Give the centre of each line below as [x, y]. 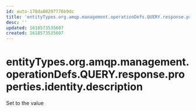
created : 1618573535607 [35, 33]
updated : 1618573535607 [35, 28]
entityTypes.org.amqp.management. [98, 62]
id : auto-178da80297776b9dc [40, 11]
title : [14, 17]
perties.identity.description [74, 87]
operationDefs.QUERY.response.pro [95, 74]
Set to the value [25, 103]
